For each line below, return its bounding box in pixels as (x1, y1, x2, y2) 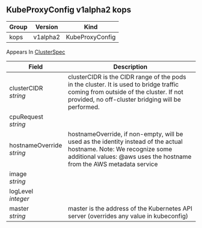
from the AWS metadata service (68, 159, 158, 168)
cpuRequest (9, 112, 44, 121)
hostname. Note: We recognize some (68, 144, 173, 153)
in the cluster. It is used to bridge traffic (68, 80, 179, 88)
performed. (68, 102, 100, 111)
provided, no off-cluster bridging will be (68, 95, 182, 103)
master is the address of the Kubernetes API (68, 204, 192, 212)
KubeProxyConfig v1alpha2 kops (6, 5, 131, 15)
